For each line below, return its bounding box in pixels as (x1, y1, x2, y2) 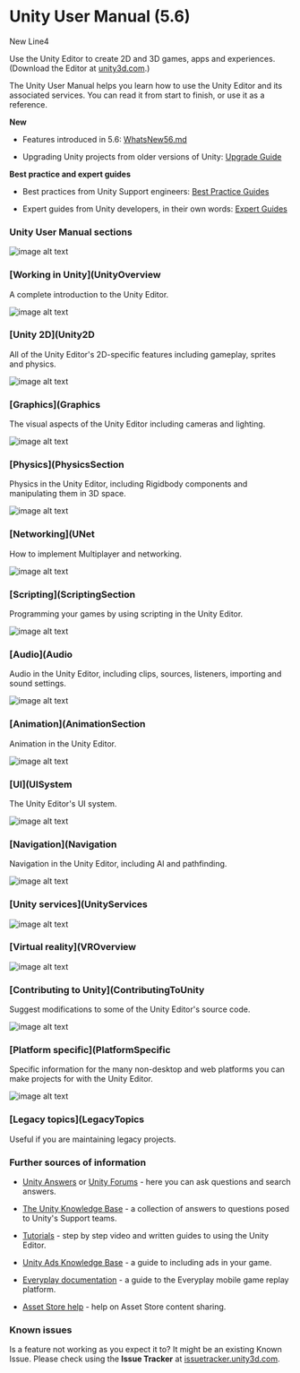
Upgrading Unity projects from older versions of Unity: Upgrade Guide (21, 151, 282, 162)
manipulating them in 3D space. (9, 488, 127, 499)
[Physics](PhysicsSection (9, 459, 124, 471)
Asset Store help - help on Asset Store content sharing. (21, 1301, 227, 1312)
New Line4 (9, 36, 49, 47)
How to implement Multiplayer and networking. (9, 548, 182, 559)
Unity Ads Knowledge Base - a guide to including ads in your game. (21, 1256, 272, 1267)
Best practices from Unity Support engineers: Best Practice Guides (21, 186, 270, 196)
